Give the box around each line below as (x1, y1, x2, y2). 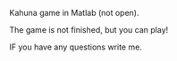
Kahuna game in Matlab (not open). (9, 8, 139, 18)
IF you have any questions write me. (9, 42, 143, 52)
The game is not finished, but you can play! (9, 25, 169, 34)
